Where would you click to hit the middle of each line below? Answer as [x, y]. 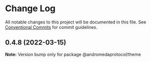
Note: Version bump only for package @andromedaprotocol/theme [73, 54]
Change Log [30, 9]
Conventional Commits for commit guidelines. [51, 27]
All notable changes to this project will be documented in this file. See [76, 22]
